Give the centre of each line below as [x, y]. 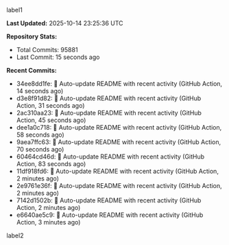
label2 [15, 235]
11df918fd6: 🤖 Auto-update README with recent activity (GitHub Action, [117, 171]
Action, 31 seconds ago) [50, 105]
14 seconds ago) [40, 91]
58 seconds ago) [40, 135]
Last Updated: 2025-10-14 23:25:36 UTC [65, 23]
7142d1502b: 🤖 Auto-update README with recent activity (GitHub [109, 200]
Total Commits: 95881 [47, 50]
